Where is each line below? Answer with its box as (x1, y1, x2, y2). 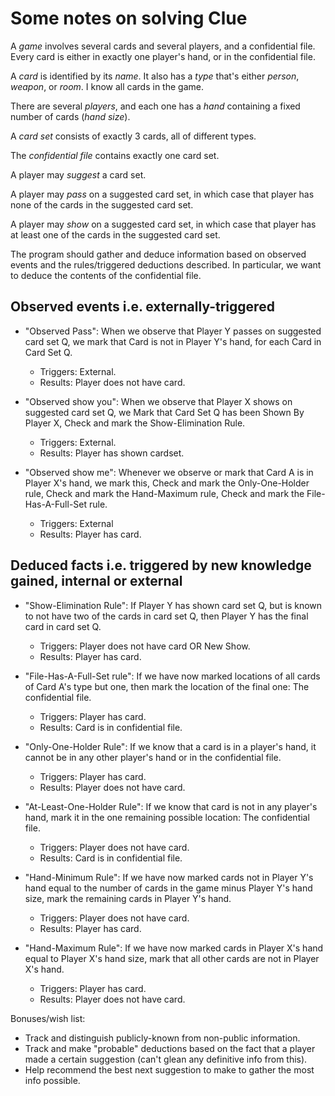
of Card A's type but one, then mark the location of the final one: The (24, 680, 310, 692)
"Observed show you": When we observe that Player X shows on (24, 395, 293, 407)
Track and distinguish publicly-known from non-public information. (24, 1032, 301, 1044)
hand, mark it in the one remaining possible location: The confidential (24, 811, 310, 823)
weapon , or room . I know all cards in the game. (10, 80, 204, 92)
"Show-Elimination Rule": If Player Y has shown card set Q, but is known (24, 599, 323, 611)
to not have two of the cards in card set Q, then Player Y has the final (24, 610, 309, 622)
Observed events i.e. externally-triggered (10, 298, 275, 316)
